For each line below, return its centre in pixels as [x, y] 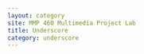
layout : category [36, 15]
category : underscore [43, 38]
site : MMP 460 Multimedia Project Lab [72, 23]
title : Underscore [38, 30]
